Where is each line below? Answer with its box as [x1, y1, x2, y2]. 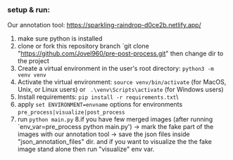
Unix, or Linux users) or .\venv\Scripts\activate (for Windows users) [17, 86, 224, 94]
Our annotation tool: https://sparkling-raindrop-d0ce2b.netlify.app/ [7, 21, 202, 29]
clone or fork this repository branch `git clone [17, 42, 149, 51]
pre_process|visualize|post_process [17, 109, 125, 116]
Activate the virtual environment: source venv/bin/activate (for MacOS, [17, 78, 227, 86]
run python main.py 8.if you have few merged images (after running [17, 115, 213, 124]
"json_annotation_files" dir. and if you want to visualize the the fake [17, 138, 213, 146]
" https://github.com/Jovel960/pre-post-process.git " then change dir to [17, 49, 224, 58]
